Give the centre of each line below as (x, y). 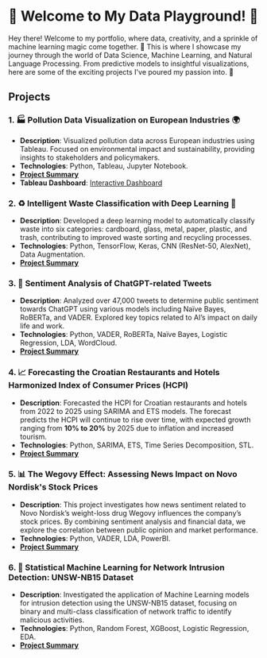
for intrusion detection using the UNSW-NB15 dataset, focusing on (128, 603)
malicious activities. (52, 620)
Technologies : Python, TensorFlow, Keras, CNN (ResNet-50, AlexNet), (135, 246)
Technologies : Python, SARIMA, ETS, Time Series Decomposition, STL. (137, 445)
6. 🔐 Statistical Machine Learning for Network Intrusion (116, 567)
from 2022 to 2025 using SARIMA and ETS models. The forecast (126, 411)
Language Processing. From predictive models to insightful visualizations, (129, 64)
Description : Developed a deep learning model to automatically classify (137, 220)
